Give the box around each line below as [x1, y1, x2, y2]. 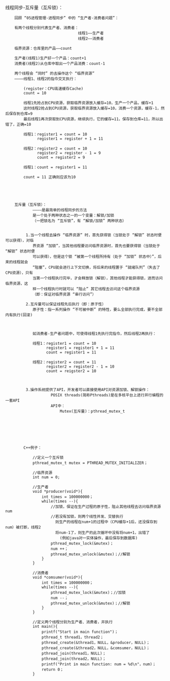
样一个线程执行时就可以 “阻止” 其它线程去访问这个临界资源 [32, 286, 140, 292]
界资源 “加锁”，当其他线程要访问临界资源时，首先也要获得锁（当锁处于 [32, 243, 160, 248]
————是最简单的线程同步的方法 [32, 207, 87, 212]
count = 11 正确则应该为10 [23, 174, 76, 180]
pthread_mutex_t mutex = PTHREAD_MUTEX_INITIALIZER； [32, 460, 148, 465]
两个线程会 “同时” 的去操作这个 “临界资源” [14, 71, 95, 76]
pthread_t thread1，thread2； [41, 635, 104, 640]
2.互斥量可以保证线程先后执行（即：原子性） [25, 302, 106, 307]
